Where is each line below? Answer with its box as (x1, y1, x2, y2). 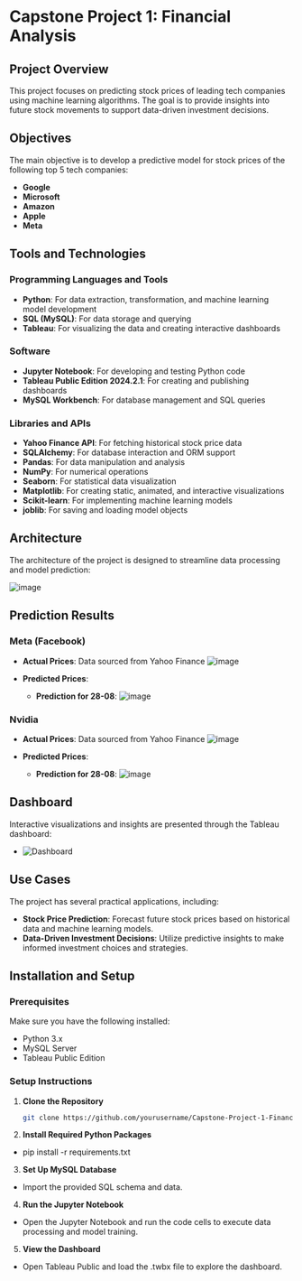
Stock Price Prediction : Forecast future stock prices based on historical (22, 914, 290, 924)
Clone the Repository (22, 1095, 104, 1107)
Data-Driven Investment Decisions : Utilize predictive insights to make (22, 933, 285, 943)
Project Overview (9, 61, 109, 77)
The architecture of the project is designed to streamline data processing (9, 554, 281, 565)
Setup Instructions (9, 1075, 93, 1088)
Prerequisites (9, 995, 69, 1007)
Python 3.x (22, 1034, 63, 1044)
